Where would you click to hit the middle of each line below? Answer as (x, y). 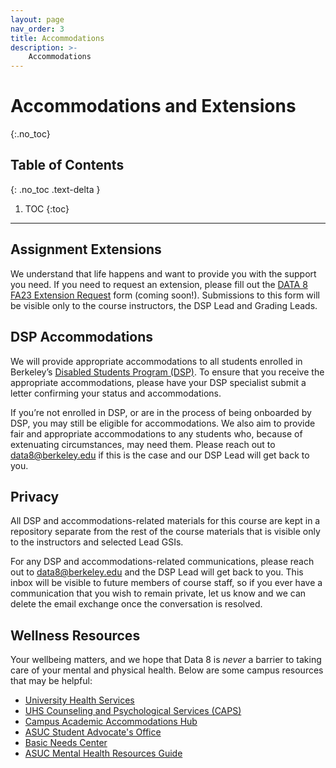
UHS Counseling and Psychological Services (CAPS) (133, 711)
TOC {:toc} (47, 208)
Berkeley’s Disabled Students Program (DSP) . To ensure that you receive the (167, 372)
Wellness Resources (75, 635)
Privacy (35, 496)
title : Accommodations (57, 38)
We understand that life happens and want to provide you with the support (163, 273)
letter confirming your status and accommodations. (116, 393)
